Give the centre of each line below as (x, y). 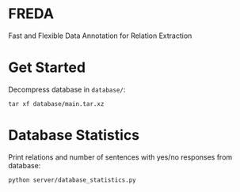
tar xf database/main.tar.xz (56, 104)
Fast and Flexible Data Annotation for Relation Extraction (100, 36)
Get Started (47, 68)
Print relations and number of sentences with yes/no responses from (120, 157)
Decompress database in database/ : (67, 89)
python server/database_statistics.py (72, 180)
